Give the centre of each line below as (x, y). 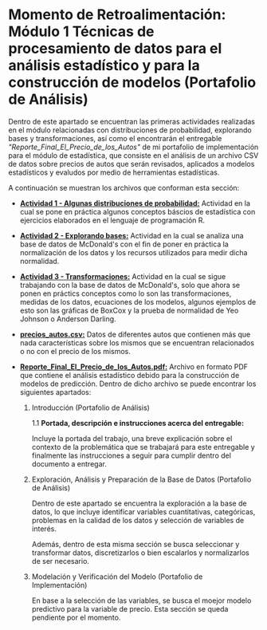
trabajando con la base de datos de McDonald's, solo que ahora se (130, 285)
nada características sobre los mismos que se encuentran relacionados (137, 343)
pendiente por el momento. (76, 617)
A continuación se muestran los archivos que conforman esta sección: (124, 187)
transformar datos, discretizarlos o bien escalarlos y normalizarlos (140, 553)
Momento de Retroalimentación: (117, 15)
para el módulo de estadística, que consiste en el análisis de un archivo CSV (133, 155)
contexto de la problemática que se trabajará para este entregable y (143, 447)
